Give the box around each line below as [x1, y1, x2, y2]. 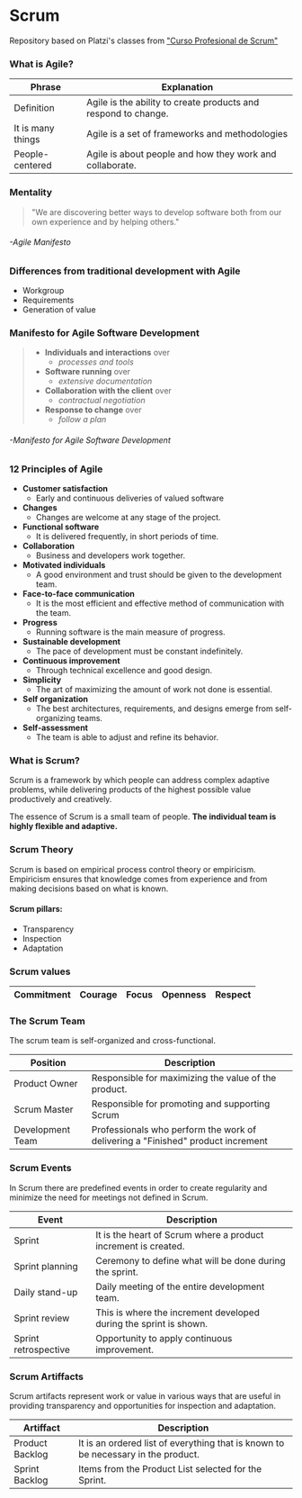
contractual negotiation [58, 395, 146, 406]
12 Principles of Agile [9, 463, 103, 475]
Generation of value [22, 304, 96, 315]
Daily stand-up [13, 1286, 78, 1298]
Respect [215, 988, 252, 1001]
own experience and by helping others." [31, 216, 180, 227]
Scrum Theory [9, 844, 74, 856]
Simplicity [22, 674, 61, 685]
